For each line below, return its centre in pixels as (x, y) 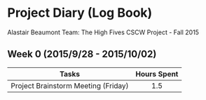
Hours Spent (157, 73)
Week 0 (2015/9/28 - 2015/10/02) (82, 54)
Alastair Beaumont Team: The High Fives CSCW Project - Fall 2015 (103, 32)
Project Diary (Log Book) (80, 13)
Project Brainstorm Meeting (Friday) (70, 85)
